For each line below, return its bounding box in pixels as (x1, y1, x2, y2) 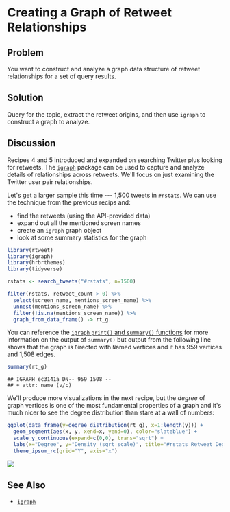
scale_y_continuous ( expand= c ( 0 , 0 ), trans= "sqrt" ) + (13, 434, 164, 441)
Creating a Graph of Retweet (7, 5, 172, 21)
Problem (7, 47, 44, 58)
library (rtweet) (7, 246, 53, 253)
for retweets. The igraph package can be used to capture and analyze (7, 163, 205, 171)
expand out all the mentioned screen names (16, 218, 142, 227)
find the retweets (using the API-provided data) (16, 211, 151, 220)
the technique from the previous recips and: (7, 198, 131, 207)
